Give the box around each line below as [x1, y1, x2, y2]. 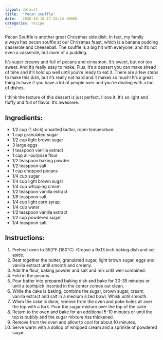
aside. [12, 252, 25, 258]
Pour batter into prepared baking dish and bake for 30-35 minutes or [12, 278, 150, 283]
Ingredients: [5, 113, 43, 122]
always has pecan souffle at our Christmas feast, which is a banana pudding [5, 39, 158, 45]
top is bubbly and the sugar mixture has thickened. [12, 314, 114, 320]
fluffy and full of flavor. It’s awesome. [5, 99, 79, 105]
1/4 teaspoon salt [12, 220, 47, 226]
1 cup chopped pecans [12, 168, 58, 174]
